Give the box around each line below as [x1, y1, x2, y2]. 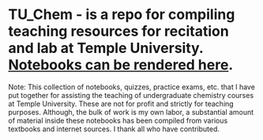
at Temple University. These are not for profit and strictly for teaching [8, 99, 235, 108]
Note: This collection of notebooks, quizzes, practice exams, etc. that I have [8, 81, 255, 92]
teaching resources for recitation [8, 22, 229, 40]
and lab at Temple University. [8, 40, 204, 57]
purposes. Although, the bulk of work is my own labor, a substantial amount [8, 107, 254, 116]
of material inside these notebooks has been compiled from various [8, 115, 228, 125]
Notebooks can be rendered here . [8, 56, 234, 74]
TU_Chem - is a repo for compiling [8, 6, 235, 24]
